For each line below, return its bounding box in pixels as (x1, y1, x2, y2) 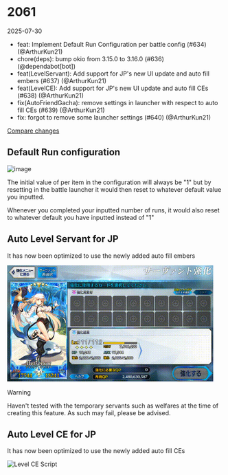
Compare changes (7, 126, 60, 135)
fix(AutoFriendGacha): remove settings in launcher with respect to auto (16, 98, 218, 107)
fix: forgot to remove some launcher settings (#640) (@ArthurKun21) (16, 113, 212, 121)
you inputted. (7, 192, 45, 201)
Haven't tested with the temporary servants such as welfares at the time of (7, 401, 218, 410)
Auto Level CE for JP (7, 428, 96, 440)
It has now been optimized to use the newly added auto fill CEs (7, 447, 185, 455)
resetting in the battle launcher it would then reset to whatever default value (7, 185, 222, 193)
